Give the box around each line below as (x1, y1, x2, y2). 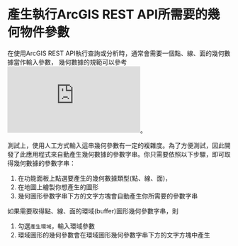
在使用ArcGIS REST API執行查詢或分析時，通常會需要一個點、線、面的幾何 (7, 49, 225, 57)
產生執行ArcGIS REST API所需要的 (7, 6, 208, 23)
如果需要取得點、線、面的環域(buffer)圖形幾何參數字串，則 (7, 206, 178, 215)
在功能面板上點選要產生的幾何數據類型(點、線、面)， (17, 174, 172, 182)
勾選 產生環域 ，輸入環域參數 (17, 221, 96, 230)
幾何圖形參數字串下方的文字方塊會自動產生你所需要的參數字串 (17, 191, 198, 200)
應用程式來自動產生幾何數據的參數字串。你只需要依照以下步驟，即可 (25, 150, 225, 158)
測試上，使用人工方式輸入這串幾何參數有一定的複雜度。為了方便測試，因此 (7, 141, 225, 150)
